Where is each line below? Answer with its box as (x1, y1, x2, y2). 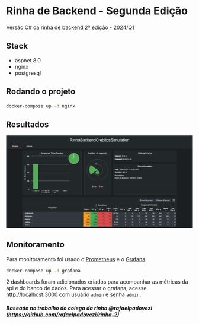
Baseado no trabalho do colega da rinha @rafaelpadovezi (6, 304, 153, 312)
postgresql (14, 69, 41, 77)
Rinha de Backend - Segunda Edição (6, 4, 188, 18)
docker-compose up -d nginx (6, 103, 76, 109)
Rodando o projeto (6, 87, 76, 97)
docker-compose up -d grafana (6, 268, 81, 274)
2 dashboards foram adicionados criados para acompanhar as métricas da (6, 278, 188, 285)
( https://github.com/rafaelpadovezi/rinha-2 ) (6, 311, 120, 318)
